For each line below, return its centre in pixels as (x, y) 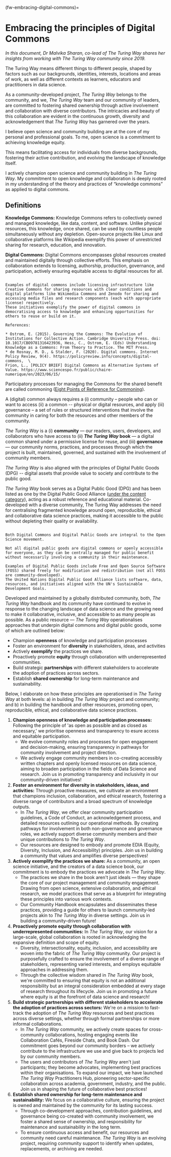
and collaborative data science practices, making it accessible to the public (84, 515)
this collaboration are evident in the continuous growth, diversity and (77, 116)
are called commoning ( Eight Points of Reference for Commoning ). (75, 389)
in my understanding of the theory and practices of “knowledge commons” (84, 184)
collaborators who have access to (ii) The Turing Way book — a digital (80, 436)
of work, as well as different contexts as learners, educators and (73, 79)
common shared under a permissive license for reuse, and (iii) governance (84, 441)
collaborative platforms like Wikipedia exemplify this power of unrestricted (83, 239)
